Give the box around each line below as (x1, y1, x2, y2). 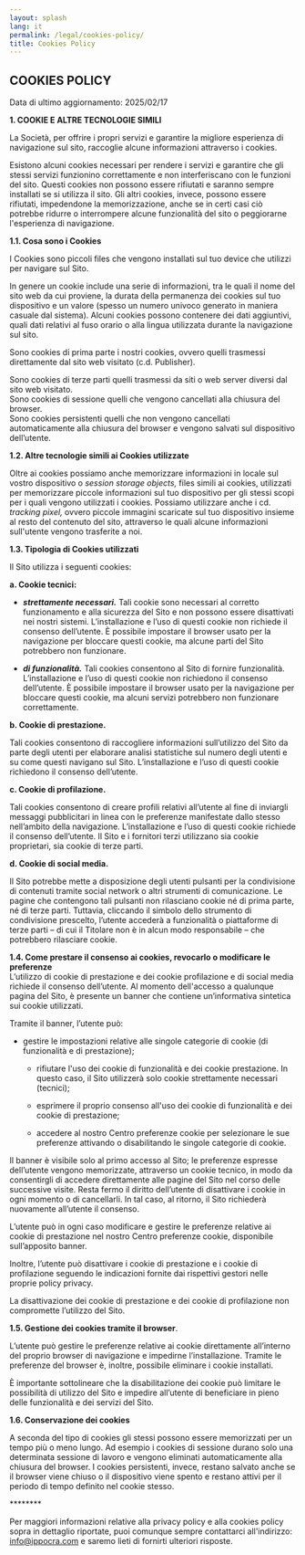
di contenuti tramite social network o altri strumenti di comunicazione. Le (9, 886, 283, 897)
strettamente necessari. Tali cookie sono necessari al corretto (22, 597, 259, 608)
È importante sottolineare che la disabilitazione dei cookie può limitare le (9, 1378, 281, 1389)
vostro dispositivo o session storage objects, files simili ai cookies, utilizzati (9, 478, 292, 489)
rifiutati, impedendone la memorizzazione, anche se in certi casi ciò (9, 198, 263, 210)
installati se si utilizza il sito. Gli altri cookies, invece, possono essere (9, 189, 267, 200)
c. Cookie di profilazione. (9, 784, 107, 795)
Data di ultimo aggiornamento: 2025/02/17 (9, 97, 168, 108)
